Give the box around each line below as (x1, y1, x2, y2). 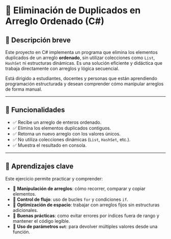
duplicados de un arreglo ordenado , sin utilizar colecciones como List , (5, 55, 155, 61)
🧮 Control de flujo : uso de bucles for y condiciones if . (12, 196, 128, 202)
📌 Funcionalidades (5, 105, 65, 114)
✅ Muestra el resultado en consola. (12, 142, 87, 148)
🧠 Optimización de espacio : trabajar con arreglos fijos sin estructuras (12, 201, 160, 208)
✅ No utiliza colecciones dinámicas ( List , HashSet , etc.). (12, 136, 131, 142)
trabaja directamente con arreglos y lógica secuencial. (5, 66, 120, 71)
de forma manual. (5, 86, 42, 92)
